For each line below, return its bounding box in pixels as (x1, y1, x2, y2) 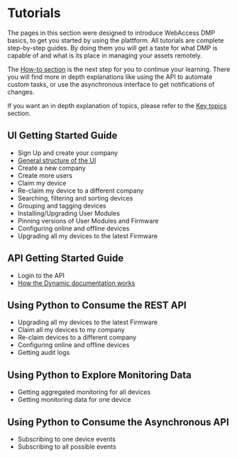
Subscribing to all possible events (17, 442, 116, 451)
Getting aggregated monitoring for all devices (17, 388, 151, 396)
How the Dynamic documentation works (17, 279, 136, 287)
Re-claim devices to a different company (17, 333, 137, 342)
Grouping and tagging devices (17, 201, 106, 210)
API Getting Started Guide (7, 252, 124, 265)
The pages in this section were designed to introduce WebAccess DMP (7, 28, 215, 37)
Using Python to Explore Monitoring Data (7, 368, 192, 381)
